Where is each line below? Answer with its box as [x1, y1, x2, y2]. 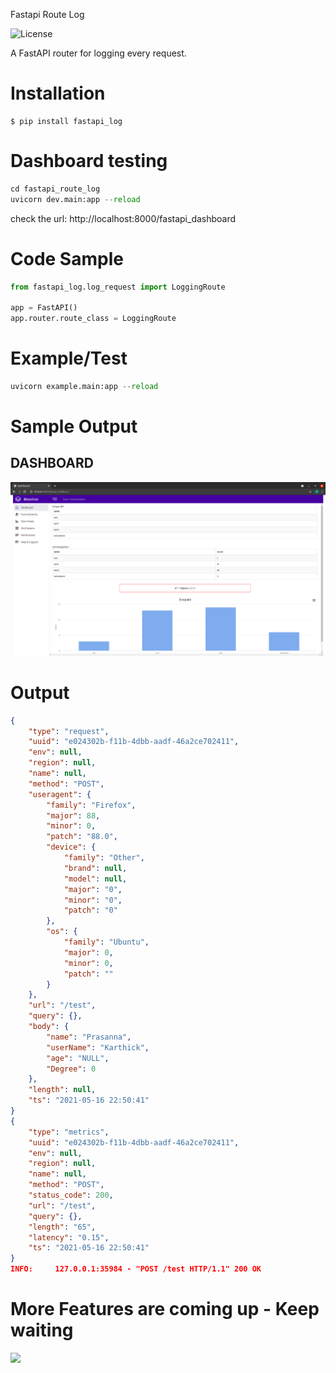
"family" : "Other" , [63, 853, 145, 863]
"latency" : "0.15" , [28, 1232, 110, 1243]
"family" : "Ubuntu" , [63, 937, 150, 948]
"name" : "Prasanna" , [46, 1032, 132, 1042]
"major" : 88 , [46, 810, 101, 821]
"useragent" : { [28, 789, 92, 799]
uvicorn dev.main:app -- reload [10, 194, 141, 204]
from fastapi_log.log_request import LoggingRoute [10, 282, 226, 292]
